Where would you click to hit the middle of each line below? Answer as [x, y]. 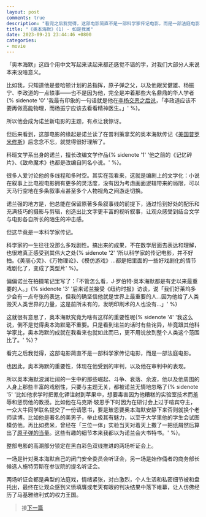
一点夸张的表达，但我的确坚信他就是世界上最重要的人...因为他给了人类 [111, 296]
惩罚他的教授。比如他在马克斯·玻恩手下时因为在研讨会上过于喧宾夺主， [106, 402]
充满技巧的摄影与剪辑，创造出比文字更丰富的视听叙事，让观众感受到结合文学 [103, 211]
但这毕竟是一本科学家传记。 [41, 232]
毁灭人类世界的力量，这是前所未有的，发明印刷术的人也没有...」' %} [92, 304]
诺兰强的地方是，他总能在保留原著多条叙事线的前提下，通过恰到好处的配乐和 [103, 203]
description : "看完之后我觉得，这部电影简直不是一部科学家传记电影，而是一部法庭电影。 [105, 23]
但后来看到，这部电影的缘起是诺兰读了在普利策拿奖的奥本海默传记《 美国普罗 [103, 134]
